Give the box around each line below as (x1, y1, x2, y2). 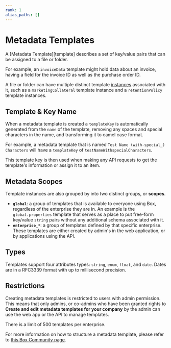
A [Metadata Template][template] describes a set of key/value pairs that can (5, 51, 166, 57)
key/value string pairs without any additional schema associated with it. (12, 217, 164, 223)
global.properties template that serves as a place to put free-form (12, 211, 154, 217)
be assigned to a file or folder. (5, 57, 68, 63)
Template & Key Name (5, 107, 77, 116)
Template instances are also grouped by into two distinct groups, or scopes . (5, 191, 166, 197)
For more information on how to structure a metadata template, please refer (5, 331, 164, 337)
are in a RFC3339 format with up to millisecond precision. (5, 266, 127, 273)
